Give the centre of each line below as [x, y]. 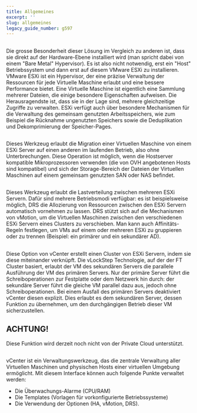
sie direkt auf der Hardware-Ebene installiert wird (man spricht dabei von [95, 57]
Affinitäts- [167, 224]
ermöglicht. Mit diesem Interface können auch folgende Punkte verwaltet [95, 373]
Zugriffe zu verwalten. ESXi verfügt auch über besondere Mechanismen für [98, 107]
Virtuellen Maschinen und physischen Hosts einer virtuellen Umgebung [93, 367]
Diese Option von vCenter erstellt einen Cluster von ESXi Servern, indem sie [98, 253]
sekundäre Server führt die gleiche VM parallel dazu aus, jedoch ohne [91, 285]
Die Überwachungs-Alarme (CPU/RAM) [63, 391]
